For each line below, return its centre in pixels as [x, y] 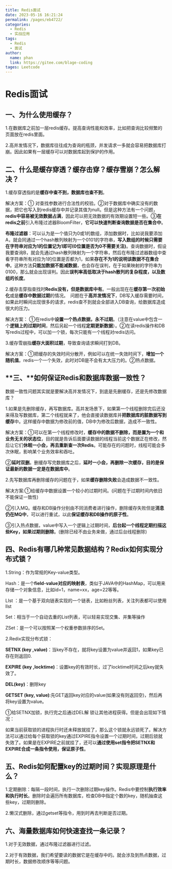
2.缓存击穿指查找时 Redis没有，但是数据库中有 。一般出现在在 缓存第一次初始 [85, 289]
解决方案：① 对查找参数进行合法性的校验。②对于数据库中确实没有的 [79, 203]
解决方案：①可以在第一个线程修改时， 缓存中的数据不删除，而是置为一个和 [85, 432]
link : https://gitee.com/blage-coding [51, 63]
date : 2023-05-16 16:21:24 [34, 15]
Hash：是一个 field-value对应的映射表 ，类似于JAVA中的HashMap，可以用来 [85, 583]
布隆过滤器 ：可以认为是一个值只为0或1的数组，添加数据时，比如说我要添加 [84, 233]
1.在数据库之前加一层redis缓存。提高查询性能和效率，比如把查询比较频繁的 [84, 128]
